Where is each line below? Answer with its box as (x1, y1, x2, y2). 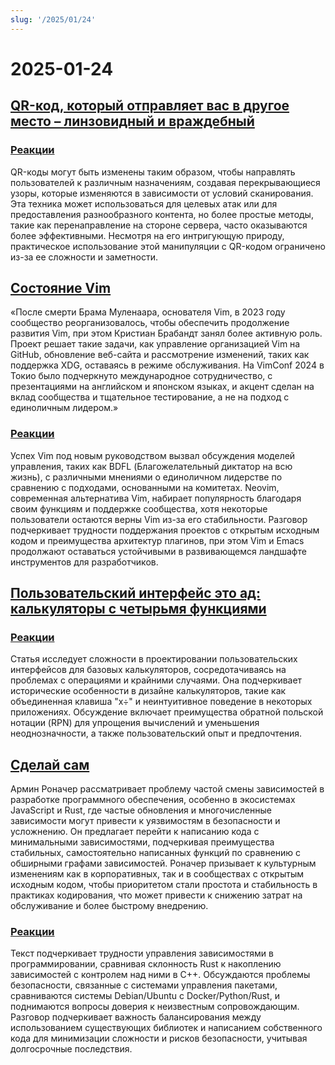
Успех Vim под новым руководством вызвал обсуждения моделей (10, 449, 296, 461)
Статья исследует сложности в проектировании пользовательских (10, 653, 298, 665)
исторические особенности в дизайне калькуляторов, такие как (10, 685, 287, 697)
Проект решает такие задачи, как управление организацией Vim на (10, 338, 301, 350)
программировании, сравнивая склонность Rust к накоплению (10, 958, 282, 970)
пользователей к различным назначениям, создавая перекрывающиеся (10, 176, 321, 188)
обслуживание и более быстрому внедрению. (10, 900, 209, 912)
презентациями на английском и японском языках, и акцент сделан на (10, 381, 315, 393)
